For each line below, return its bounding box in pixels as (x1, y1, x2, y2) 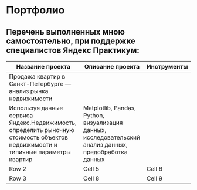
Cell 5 (83, 165, 100, 173)
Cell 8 (83, 174, 100, 182)
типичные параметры (9, 148, 72, 156)
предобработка (83, 148, 128, 156)
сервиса (9, 111, 33, 119)
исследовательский (83, 133, 141, 141)
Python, (83, 111, 105, 119)
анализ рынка (9, 87, 49, 95)
